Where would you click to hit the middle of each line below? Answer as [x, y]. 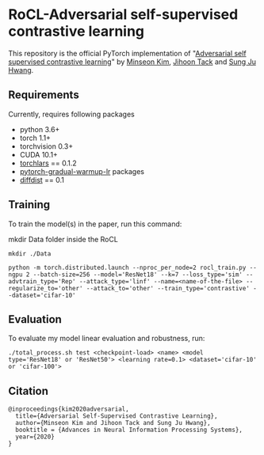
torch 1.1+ [35, 138]
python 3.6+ [40, 129]
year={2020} [35, 437]
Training [29, 205]
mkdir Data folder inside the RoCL [63, 239]
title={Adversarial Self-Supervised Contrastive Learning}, [117, 416]
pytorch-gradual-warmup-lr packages [82, 171]
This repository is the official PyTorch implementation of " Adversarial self [128, 53]
